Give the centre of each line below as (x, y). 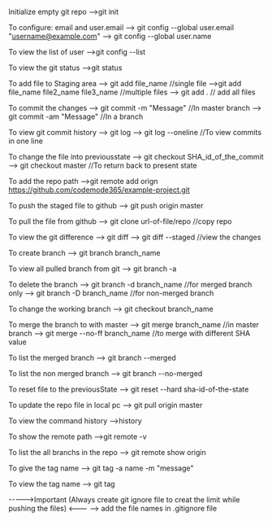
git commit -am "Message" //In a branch (76, 116)
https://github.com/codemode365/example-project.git (99, 190)
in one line (26, 141)
